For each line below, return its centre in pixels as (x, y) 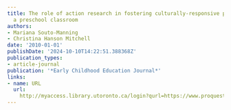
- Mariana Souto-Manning (43, 32)
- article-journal (33, 64)
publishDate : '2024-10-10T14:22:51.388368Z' (72, 52)
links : (16, 77)
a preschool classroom (46, 20)
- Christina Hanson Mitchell (49, 39)
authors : (20, 26)
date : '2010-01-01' (35, 45)
